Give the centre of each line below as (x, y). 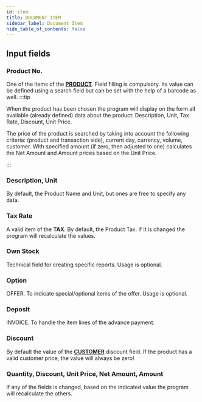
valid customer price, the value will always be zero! (70, 358)
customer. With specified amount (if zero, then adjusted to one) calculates (99, 146)
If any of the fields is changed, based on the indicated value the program (97, 387)
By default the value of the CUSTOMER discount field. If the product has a (99, 352)
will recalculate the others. (40, 393)
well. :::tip (18, 97)
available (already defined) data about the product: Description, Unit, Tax (98, 115)
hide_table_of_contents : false (46, 29)
